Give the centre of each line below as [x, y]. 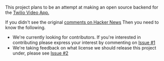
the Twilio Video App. [27, 12]
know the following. [26, 27]
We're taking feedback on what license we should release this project [84, 48]
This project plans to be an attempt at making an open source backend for [82, 7]
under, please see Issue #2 [40, 53]
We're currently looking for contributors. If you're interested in [77, 37]
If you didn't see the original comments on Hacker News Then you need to [82, 22]
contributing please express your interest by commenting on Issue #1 [84, 42]
